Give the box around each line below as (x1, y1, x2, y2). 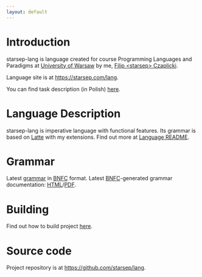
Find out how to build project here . (6, 223, 93, 230)
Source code (6, 244, 72, 258)
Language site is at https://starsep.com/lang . (6, 74, 119, 81)
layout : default (6, 9, 47, 15)
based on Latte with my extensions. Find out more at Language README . (6, 133, 190, 141)
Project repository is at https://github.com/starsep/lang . (6, 264, 146, 272)
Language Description (6, 107, 121, 121)
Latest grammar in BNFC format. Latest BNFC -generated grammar (6, 175, 173, 182)
